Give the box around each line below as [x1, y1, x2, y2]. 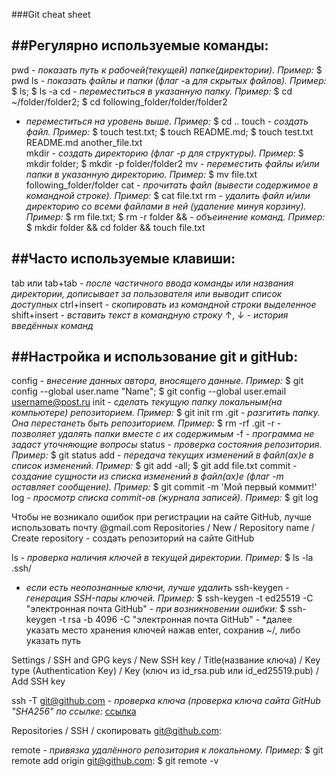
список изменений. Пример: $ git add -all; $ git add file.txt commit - [11, 460, 298, 472]
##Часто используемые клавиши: [11, 250, 236, 268]
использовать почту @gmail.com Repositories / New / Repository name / [11, 522, 316, 534]
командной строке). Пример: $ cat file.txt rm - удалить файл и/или [25, 189, 311, 201]
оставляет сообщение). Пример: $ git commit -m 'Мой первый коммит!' [11, 481, 318, 493]
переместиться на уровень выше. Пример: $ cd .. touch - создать [25, 115, 309, 127]
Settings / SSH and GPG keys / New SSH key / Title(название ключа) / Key [11, 654, 321, 666]
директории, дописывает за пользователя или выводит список [11, 287, 283, 299]
